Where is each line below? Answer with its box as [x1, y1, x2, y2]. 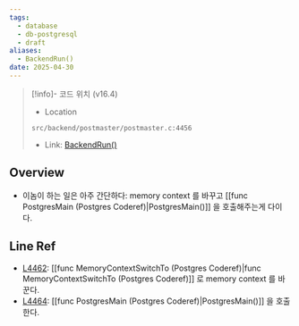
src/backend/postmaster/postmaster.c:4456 [30, 123, 192, 132]
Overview [9, 165, 65, 180]
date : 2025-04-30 [9, 63, 74, 72]
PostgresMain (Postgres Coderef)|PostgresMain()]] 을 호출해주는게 [21, 201, 266, 212]
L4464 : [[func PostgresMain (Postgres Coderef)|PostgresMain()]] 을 [21, 296, 275, 306]
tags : [9, 13, 30, 22]
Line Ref [9, 238, 56, 255]
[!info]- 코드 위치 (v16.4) [30, 88, 118, 99]
